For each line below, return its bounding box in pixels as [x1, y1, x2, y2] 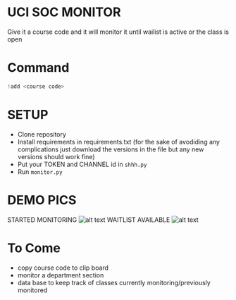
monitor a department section [17, 270, 104, 279]
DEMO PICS [7, 192, 77, 208]
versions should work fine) [17, 152, 95, 161]
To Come [7, 240, 61, 256]
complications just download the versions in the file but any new [17, 145, 204, 154]
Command [7, 60, 70, 76]
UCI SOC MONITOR [7, 4, 121, 20]
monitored [17, 286, 48, 294]
